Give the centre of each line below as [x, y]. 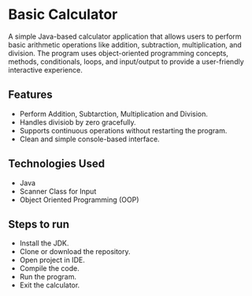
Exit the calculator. [50, 285]
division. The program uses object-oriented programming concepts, [118, 53]
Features [30, 95]
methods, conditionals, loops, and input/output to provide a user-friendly [126, 62]
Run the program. [48, 277]
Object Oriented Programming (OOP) [79, 200]
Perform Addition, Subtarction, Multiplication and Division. [114, 114]
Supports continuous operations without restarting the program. [123, 130]
